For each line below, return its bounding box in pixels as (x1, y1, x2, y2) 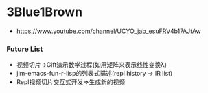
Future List (6, 44, 43, 54)
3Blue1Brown (6, 4, 83, 20)
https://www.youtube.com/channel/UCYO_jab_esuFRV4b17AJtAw (16, 27, 202, 35)
